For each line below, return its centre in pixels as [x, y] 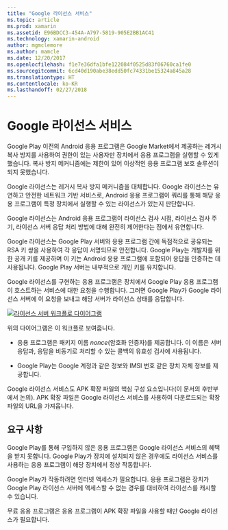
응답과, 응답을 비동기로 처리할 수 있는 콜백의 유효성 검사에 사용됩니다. [109, 351]
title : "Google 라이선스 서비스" [50, 13]
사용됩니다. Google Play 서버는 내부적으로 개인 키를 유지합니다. [92, 267]
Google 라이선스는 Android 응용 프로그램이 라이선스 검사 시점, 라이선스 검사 [109, 218]
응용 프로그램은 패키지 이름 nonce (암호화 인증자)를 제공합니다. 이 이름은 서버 [119, 343]
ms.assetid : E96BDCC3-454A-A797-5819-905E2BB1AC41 [81, 33]
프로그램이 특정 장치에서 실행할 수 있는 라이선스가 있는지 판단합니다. [104, 204]
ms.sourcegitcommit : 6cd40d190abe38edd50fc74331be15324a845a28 [99, 71]
